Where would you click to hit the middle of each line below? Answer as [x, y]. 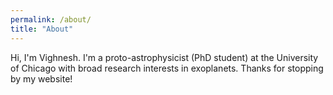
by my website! [41, 78]
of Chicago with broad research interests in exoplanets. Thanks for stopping [167, 68]
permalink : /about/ [51, 19]
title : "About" [42, 29]
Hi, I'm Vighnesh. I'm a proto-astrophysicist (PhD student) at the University [164, 57]
